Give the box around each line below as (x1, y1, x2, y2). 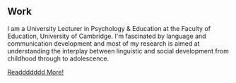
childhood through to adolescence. (7, 54, 110, 63)
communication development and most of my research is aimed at (7, 39, 200, 48)
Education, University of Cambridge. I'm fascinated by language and (7, 32, 206, 40)
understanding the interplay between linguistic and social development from (7, 46, 230, 55)
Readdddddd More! (7, 68, 64, 76)
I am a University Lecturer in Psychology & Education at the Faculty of (7, 24, 211, 32)
